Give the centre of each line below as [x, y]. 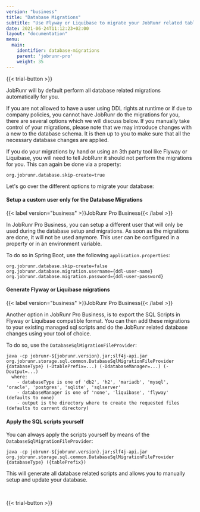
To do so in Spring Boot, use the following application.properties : [88, 255]
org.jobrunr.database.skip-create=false [57, 266]
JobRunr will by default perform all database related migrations [83, 90]
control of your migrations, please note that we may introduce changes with [99, 127]
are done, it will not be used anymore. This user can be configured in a [93, 237]
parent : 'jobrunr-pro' [45, 56]
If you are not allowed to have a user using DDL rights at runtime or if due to [99, 108]
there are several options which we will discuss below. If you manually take [98, 121]
